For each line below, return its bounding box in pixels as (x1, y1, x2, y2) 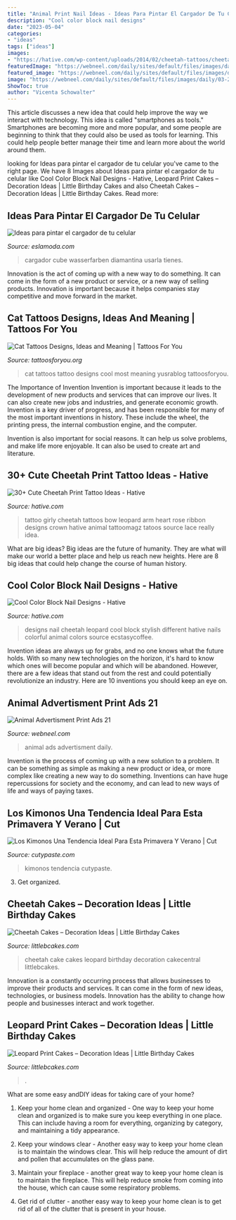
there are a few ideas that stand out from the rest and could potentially (7, 669, 212, 677)
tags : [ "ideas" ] (7, 43, 55, 50)
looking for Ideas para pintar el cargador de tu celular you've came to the (7, 159, 219, 168)
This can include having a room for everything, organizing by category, (17, 1119, 223, 1127)
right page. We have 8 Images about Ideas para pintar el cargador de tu (7, 167, 214, 175)
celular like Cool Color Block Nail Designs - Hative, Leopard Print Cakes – (7, 174, 219, 183)
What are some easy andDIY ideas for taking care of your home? (7, 1090, 195, 1098)
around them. (7, 146, 46, 154)
